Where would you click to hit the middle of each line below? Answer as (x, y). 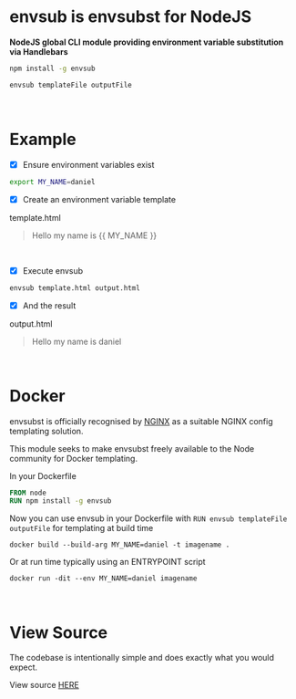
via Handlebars (39, 51)
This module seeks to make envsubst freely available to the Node (132, 448)
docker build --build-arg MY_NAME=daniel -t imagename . (120, 545)
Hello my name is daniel (77, 341)
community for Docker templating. (74, 458)
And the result (49, 305)
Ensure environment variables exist (88, 164)
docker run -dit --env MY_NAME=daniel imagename (103, 579)
